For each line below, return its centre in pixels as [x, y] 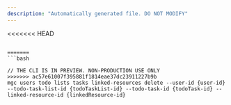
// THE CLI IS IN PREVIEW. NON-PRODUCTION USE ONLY [83, 70]
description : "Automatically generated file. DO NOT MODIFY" [98, 14]
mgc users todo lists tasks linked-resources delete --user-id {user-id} [117, 83]
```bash [18, 58]
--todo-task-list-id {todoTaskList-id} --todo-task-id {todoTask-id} [110, 89]
